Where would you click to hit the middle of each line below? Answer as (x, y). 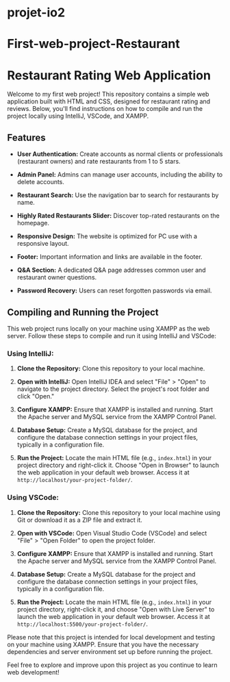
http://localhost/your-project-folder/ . (75, 480)
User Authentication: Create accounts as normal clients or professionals (120, 154)
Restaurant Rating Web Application (109, 75)
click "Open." (36, 396)
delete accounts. (41, 182)
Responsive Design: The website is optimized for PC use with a (107, 236)
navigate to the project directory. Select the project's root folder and (113, 389)
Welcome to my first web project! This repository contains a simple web (108, 94)
